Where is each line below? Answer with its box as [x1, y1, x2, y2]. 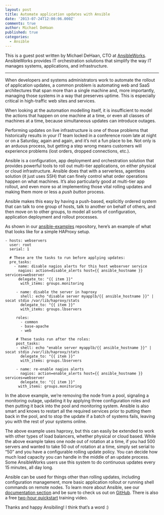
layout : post [5, 7, 32, 12]
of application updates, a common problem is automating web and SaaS [5, 82, 150, 88]
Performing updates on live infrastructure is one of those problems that [5, 127, 148, 133]
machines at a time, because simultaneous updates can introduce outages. [5, 118, 156, 123]
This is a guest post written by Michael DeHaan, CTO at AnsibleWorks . [5, 52, 146, 58]
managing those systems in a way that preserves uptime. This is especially [5, 93, 156, 98]
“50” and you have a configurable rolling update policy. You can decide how [5, 449, 158, 455]
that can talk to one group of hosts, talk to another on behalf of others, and [5, 203, 155, 209]
